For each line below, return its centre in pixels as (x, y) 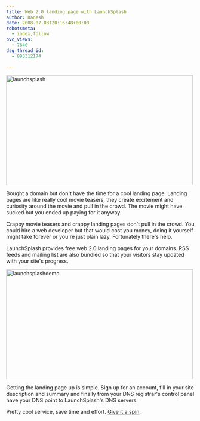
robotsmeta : (21, 28)
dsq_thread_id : (25, 51)
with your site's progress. (37, 261)
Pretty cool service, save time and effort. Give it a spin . (74, 411)
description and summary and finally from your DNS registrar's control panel (100, 394)
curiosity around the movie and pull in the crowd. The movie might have (94, 206)
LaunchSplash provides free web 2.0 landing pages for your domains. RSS (98, 248)
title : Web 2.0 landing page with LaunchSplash (67, 12)
